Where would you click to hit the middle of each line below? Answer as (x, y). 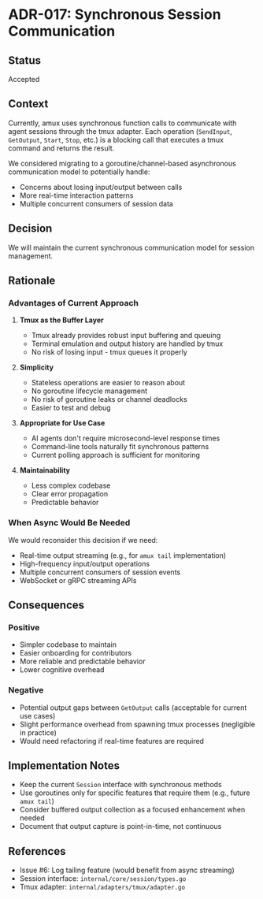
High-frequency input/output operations (85, 563)
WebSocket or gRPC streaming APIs (78, 580)
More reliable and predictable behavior (82, 661)
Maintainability (45, 470)
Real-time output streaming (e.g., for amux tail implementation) (123, 555)
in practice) (38, 732)
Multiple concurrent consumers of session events (100, 572)
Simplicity (36, 367)
